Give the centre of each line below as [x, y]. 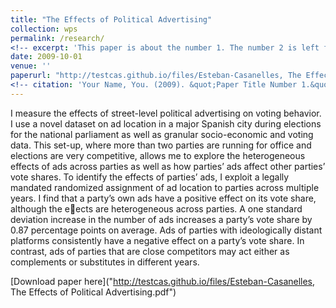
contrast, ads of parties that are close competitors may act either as [150, 251]
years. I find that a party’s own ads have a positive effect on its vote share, [163, 198]
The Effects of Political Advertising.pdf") [93, 292]
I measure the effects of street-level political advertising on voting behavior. [166, 113]
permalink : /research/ [57, 38]
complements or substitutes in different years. [105, 262]
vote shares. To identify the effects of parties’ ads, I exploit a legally [150, 177]
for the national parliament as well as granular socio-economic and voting [162, 134]
